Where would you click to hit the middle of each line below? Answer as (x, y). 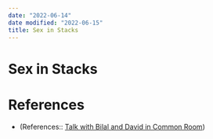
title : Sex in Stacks (43, 30)
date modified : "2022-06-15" (56, 23)
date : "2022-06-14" (40, 15)
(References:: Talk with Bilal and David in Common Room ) (112, 126)
